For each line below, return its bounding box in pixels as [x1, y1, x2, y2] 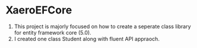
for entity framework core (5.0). [14, 29, 91, 36]
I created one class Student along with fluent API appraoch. [14, 35, 160, 42]
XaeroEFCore [5, 4, 72, 17]
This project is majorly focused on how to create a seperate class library [14, 23, 191, 30]
